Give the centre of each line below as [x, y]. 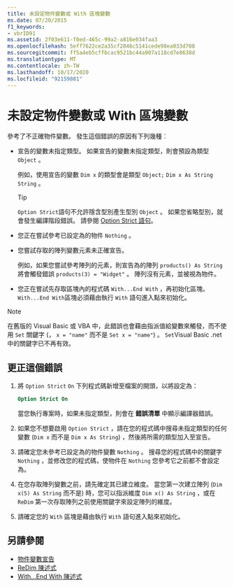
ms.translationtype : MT [42, 59]
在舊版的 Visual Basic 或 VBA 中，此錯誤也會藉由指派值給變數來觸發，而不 [114, 326]
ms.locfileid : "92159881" [45, 79]
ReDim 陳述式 [37, 567]
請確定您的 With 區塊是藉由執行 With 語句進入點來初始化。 [101, 516]
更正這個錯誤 [35, 368]
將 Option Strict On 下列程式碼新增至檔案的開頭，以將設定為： [108, 386]
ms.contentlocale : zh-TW [43, 66]
